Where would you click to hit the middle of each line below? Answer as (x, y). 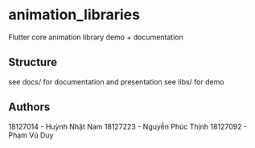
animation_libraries (74, 15)
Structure (33, 62)
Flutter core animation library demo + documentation (96, 37)
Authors (29, 107)
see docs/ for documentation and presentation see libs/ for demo (116, 81)
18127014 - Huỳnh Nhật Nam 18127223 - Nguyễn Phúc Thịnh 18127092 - (128, 126)
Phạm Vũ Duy (31, 135)
